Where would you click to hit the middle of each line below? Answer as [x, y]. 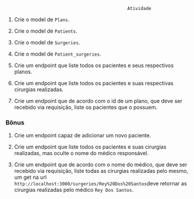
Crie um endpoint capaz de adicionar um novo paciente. [83, 136]
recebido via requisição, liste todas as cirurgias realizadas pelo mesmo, [101, 171]
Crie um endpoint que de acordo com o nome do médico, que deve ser [101, 165]
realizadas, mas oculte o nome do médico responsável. [81, 153]
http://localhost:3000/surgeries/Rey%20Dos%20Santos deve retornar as [101, 184]
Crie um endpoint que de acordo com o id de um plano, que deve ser [98, 101]
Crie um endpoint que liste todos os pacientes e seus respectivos [94, 65]
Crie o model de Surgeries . [47, 42]
